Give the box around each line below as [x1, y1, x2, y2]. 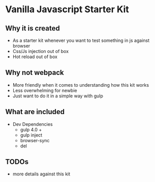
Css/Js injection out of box [12, 48, 69, 54]
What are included [5, 108, 65, 116]
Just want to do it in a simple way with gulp [12, 93, 103, 99]
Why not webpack [5, 68, 65, 77]
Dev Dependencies [12, 121, 53, 127]
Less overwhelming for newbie [12, 87, 77, 93]
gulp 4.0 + [20, 126, 42, 133]
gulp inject [20, 132, 43, 138]
